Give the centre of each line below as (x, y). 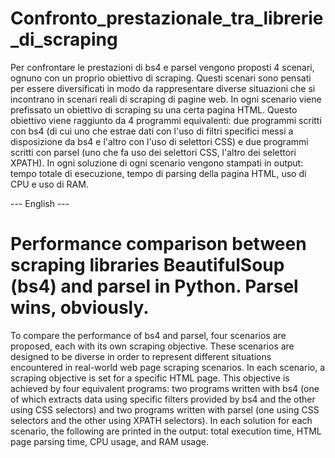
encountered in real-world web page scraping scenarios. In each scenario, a (168, 367)
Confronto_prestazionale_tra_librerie (167, 18)
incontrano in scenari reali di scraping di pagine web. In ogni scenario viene (166, 99)
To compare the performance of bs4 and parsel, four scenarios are (148, 335)
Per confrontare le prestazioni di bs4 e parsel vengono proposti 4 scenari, (162, 67)
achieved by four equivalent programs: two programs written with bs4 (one (165, 388)
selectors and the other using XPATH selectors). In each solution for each (161, 420)
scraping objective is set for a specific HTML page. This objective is (150, 378)
